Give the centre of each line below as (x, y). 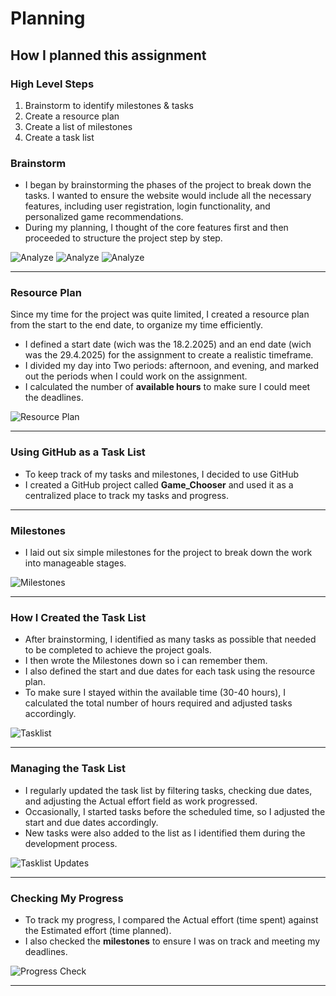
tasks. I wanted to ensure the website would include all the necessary (168, 196)
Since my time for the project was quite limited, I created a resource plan (160, 314)
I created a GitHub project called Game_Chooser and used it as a (159, 484)
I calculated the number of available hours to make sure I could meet (167, 387)
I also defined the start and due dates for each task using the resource (170, 671)
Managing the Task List (68, 769)
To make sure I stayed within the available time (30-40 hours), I (155, 693)
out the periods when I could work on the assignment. (136, 376)
